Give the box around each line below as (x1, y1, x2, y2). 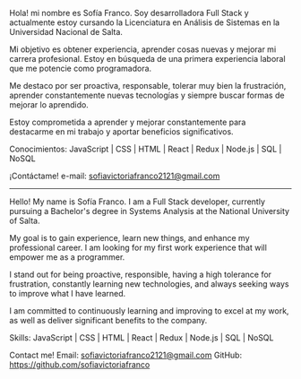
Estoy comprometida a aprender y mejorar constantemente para (9, 116, 246, 127)
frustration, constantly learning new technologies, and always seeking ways (9, 279, 289, 289)
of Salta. (9, 215, 40, 226)
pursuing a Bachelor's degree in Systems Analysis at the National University (9, 206, 289, 216)
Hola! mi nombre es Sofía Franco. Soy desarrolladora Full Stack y (9, 8, 249, 18)
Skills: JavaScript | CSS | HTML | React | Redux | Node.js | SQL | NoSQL (9, 332, 274, 343)
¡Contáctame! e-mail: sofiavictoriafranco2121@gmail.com (9, 170, 220, 181)
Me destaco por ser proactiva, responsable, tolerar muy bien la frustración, (9, 81, 287, 90)
